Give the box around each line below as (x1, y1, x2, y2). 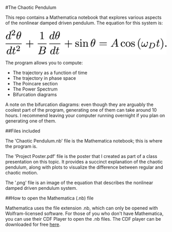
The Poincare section (12, 81, 58, 87)
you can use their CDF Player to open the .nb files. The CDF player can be (5, 216, 161, 222)
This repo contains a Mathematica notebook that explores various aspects (5, 14, 162, 20)
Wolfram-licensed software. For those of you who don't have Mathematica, (5, 210, 164, 217)
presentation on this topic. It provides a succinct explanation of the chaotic (5, 159, 163, 165)
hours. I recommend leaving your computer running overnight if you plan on (5, 113, 165, 119)
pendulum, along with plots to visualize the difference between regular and (5, 164, 163, 170)
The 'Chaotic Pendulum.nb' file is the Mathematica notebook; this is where (5, 138, 163, 144)
